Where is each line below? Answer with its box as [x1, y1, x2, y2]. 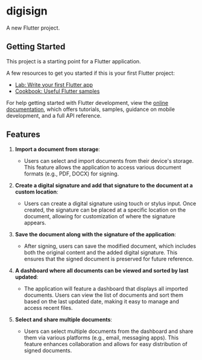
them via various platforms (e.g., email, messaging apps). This [24, 333, 179, 341]
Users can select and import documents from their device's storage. [24, 157, 194, 164]
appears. [24, 219, 46, 226]
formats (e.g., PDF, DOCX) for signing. [24, 170, 119, 177]
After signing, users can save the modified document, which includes [24, 242, 197, 250]
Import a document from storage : [14, 145, 101, 153]
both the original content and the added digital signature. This [24, 248, 178, 256]
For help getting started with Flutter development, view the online [6, 99, 169, 106]
